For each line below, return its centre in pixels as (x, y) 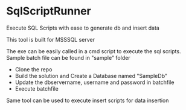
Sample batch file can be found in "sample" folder (69, 57)
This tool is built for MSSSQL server (51, 39)
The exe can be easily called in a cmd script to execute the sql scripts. (94, 51)
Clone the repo (34, 69)
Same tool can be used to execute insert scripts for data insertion (88, 100)
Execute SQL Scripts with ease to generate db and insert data (83, 28)
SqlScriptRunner (49, 11)
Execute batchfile (37, 88)
